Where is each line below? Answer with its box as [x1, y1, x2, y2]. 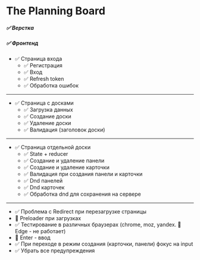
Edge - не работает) [14, 227, 66, 234]
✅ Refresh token [23, 75, 64, 82]
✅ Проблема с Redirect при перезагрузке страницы [14, 208, 147, 215]
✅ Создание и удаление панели [23, 156, 105, 164]
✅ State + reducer [23, 150, 68, 157]
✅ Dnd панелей [23, 177, 63, 184]
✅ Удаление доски [23, 119, 71, 126]
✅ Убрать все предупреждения [14, 247, 95, 254]
